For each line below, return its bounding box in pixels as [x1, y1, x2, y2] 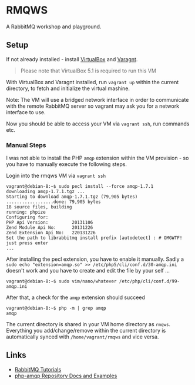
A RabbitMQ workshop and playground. [6, 23, 102, 30]
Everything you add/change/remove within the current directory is [6, 327, 166, 334]
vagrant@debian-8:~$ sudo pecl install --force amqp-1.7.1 [6, 184, 154, 190]
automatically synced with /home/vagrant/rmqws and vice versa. [6, 333, 159, 340]
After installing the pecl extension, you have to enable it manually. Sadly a [6, 255, 184, 263]
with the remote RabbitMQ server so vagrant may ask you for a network [6, 102, 180, 109]
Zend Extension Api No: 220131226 [6, 230, 96, 236]
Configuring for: [6, 214, 49, 221]
